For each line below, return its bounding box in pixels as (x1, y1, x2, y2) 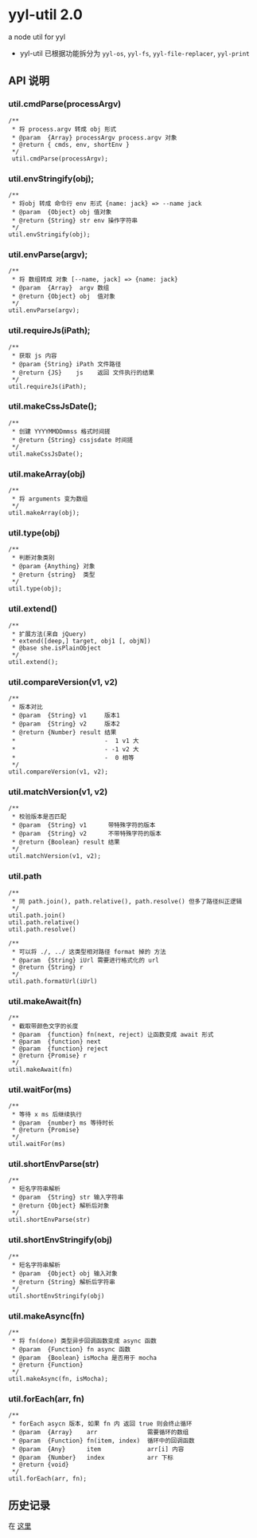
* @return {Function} (11, 1361, 84, 1370)
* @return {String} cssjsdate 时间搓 (11, 436, 134, 444)
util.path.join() (8, 911, 66, 919)
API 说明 (8, 74, 50, 88)
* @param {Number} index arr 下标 (11, 1454, 173, 1462)
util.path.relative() (8, 918, 80, 927)
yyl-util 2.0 (8, 6, 84, 24)
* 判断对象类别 (11, 554, 55, 562)
